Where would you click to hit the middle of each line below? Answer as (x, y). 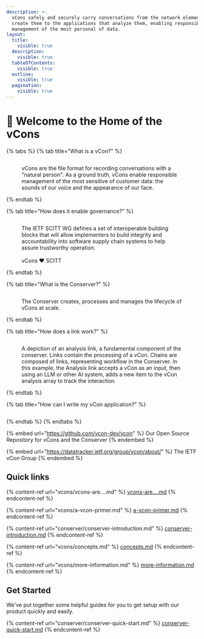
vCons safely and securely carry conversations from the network (96, 18)
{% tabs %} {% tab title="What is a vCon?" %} (64, 151)
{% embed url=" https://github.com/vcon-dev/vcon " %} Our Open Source (98, 433)
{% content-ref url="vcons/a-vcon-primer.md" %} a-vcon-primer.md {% (97, 510)
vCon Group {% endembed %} (45, 458)
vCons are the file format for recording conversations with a (96, 168)
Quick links (28, 477)
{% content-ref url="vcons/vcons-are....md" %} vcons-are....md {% (91, 492)
